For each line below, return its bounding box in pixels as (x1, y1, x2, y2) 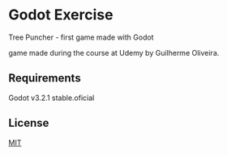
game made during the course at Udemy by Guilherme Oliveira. (8, 48, 220, 57)
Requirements (8, 71, 81, 86)
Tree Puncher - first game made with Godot (8, 32, 154, 42)
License (8, 116, 49, 130)
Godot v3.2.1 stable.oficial (8, 93, 95, 103)
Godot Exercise (8, 6, 113, 24)
